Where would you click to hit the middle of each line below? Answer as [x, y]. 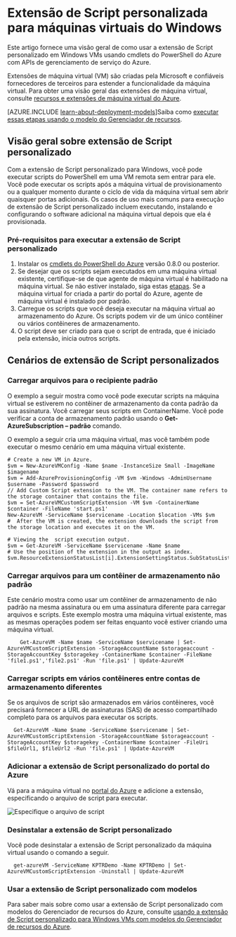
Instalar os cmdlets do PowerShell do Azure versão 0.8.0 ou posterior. [118, 264]
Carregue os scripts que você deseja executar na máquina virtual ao [116, 309]
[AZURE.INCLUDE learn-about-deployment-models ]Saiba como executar [113, 112]
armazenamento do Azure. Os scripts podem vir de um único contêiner [120, 316]
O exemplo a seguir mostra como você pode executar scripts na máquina [113, 395]
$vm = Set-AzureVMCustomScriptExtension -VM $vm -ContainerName [103, 503]
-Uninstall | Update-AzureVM [141, 871]
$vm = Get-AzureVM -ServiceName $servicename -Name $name [94, 546]
